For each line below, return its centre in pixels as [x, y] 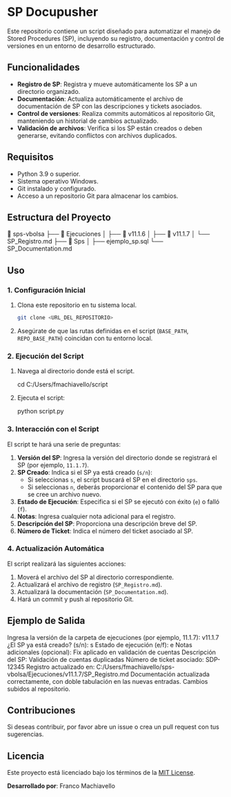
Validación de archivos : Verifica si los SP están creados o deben [109, 128]
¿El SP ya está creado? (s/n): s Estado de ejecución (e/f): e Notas [100, 645]
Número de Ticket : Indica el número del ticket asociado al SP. [105, 531]
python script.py [40, 411]
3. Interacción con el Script [53, 429]
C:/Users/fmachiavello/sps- [135, 667]
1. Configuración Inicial [47, 290]
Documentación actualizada [170, 674]
